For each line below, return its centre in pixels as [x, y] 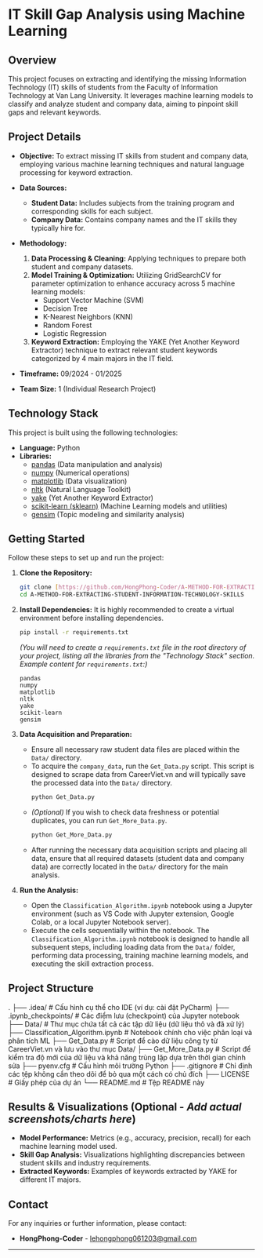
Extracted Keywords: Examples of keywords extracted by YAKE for [128, 1172]
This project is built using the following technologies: [93, 432]
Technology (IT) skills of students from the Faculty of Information [113, 87]
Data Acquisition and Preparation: [76, 735]
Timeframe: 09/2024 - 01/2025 [71, 374]
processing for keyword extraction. [76, 172]
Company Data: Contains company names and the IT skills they [134, 219]
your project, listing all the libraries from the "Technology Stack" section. [137, 656]
